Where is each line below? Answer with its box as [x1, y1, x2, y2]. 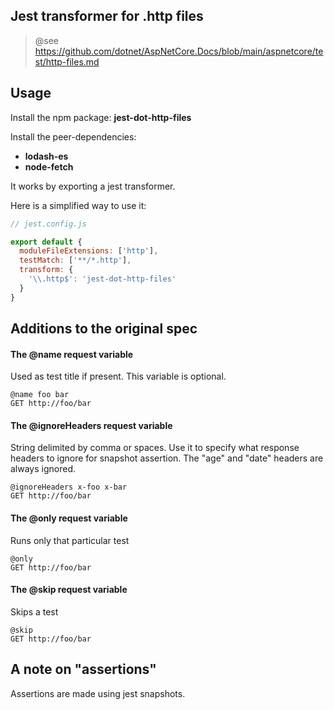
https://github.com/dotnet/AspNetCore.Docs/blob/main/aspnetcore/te [34, 45, 324, 57]
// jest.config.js [10, 219, 87, 229]
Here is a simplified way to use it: [10, 199, 147, 211]
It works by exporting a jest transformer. [10, 180, 176, 192]
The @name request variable [10, 348, 134, 360]
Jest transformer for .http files [10, 8, 204, 25]
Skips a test [10, 605, 59, 618]
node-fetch [24, 160, 74, 173]
